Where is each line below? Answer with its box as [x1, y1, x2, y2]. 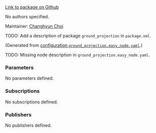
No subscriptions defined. [5, 99, 58, 105]
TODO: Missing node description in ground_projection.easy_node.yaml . [5, 52, 150, 58]
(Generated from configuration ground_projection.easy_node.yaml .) [5, 42, 143, 48]
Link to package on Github [5, 4, 59, 10]
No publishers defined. [5, 122, 52, 128]
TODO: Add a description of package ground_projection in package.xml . [5, 33, 152, 38]
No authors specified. [5, 14, 50, 19]
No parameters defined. [5, 75, 54, 81]
